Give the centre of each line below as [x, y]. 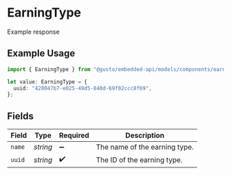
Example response [33, 32]
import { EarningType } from [49, 69]
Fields [21, 116]
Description [145, 136]
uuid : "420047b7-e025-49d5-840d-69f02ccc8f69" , [83, 88]
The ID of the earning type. [139, 160]
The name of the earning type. [145, 147]
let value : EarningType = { [47, 82]
